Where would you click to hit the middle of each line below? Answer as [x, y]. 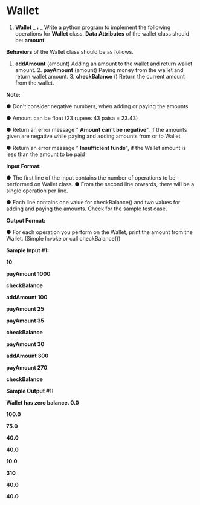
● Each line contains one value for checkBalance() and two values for [93, 202]
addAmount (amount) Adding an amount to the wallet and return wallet [104, 64]
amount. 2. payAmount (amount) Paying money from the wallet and [99, 70]
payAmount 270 [27, 367]
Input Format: [24, 166]
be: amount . [31, 40]
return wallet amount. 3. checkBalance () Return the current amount [100, 76]
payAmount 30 [25, 344]
